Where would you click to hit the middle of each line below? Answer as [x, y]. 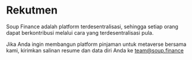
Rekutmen [32, 10]
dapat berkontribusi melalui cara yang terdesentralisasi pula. [80, 32]
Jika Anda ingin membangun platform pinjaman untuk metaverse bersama [96, 44]
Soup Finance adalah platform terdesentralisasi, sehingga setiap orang [92, 26]
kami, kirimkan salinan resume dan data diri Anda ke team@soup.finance [95, 50]
